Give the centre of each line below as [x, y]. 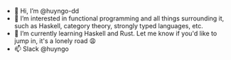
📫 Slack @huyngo [41, 49]
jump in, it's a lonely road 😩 [55, 41]
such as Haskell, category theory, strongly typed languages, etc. [109, 26]
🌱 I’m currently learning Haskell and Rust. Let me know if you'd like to [116, 33]
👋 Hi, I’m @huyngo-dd [47, 11]
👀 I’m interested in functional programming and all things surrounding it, [119, 18]
